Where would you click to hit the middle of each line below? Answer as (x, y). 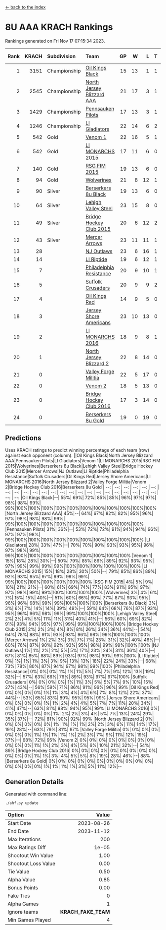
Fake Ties (19, 896)
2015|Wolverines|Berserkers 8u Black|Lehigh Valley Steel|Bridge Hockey (79, 466)
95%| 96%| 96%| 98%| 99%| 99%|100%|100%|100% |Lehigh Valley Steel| (81, 613)
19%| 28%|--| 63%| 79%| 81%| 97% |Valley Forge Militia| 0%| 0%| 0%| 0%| (83, 729)
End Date (18, 831)
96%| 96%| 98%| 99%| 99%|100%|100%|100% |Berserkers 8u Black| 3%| (81, 603)
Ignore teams (23, 912)
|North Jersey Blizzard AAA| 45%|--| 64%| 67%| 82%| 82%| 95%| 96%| (79, 513)
